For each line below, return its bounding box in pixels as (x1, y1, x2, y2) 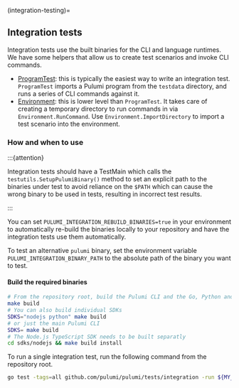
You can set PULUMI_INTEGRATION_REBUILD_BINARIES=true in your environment (7, 217, 232, 226)
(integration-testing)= (7, 6, 71, 14)
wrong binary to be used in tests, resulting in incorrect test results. (7, 190, 203, 198)
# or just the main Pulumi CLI (7, 320, 100, 327)
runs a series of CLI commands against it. (17, 89, 140, 98)
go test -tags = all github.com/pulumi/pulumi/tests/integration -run (7, 374, 215, 381)
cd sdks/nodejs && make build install (7, 340, 122, 347)
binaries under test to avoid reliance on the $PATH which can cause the (7, 183, 213, 191)
